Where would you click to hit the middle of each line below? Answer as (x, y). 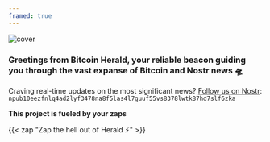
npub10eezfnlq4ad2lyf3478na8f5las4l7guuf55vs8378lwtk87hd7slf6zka (122, 98)
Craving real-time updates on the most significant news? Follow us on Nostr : (135, 90)
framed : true (30, 16)
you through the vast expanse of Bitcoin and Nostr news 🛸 (126, 70)
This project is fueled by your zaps (68, 113)
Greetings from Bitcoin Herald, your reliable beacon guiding (127, 60)
